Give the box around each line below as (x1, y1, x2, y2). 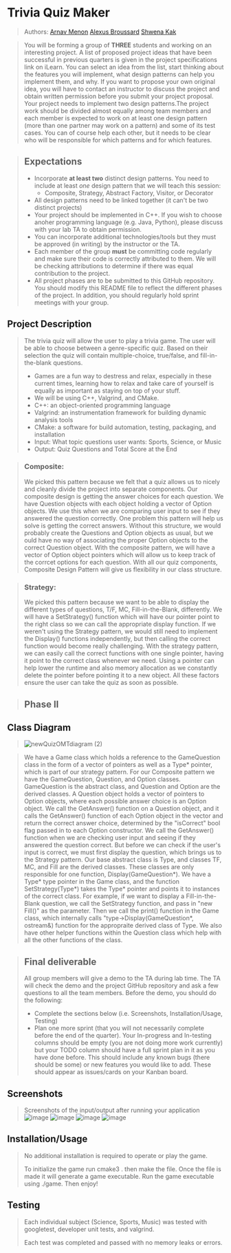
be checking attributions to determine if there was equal (34, 261, 194, 270)
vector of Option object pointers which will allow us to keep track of (23, 550, 216, 558)
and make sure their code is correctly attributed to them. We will (34, 254, 217, 263)
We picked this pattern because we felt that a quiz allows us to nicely (23, 477, 220, 486)
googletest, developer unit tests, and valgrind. (23, 1225, 155, 1233)
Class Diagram (7, 721, 71, 733)
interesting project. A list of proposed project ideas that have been (23, 48, 212, 56)
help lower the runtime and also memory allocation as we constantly (23, 664, 218, 672)
